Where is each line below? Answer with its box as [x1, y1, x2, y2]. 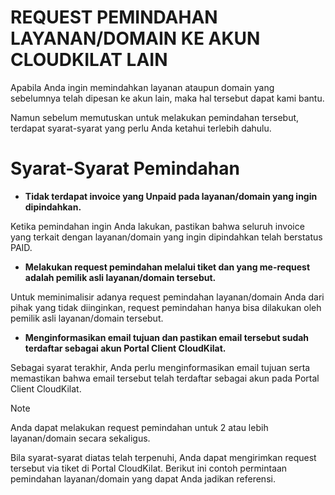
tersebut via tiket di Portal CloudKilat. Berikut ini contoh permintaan [10, 462, 288, 474]
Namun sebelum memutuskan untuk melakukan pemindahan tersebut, [10, 111, 300, 123]
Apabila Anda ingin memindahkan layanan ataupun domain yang [10, 81, 275, 93]
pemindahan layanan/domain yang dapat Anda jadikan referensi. [10, 472, 276, 485]
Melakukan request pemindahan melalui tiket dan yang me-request [24, 261, 311, 273]
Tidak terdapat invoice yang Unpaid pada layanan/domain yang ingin [24, 190, 318, 202]
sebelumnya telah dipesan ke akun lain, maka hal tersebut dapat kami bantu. [10, 92, 325, 104]
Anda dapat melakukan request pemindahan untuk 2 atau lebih [10, 421, 269, 433]
